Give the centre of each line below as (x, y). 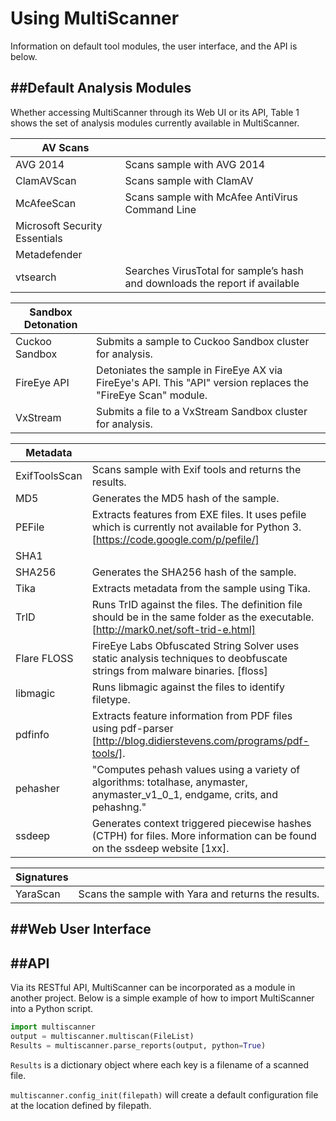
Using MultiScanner (95, 18)
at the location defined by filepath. (81, 1105)
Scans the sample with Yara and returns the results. (199, 894)
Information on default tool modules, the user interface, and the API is (154, 46)
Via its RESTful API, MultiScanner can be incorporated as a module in (153, 987)
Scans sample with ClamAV (189, 180)
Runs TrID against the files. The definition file (197, 604)
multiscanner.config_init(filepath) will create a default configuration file (164, 1094)
